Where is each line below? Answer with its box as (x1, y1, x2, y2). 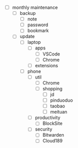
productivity (35, 115, 61, 121)
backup (19, 10, 36, 16)
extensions (35, 62, 58, 68)
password (27, 22, 48, 28)
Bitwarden (42, 132, 64, 138)
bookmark (27, 28, 49, 34)
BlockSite (42, 120, 63, 126)
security (35, 126, 53, 133)
